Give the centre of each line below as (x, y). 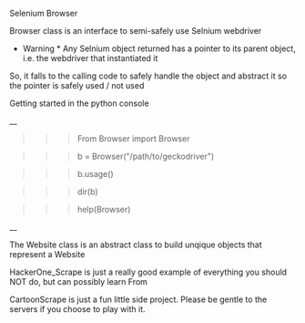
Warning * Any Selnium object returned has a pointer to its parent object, (159, 48)
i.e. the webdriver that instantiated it (90, 58)
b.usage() (95, 174)
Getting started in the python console (79, 103)
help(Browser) (104, 209)
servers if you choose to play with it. (77, 309)
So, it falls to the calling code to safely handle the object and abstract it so (148, 76)
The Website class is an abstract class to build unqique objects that (136, 245)
